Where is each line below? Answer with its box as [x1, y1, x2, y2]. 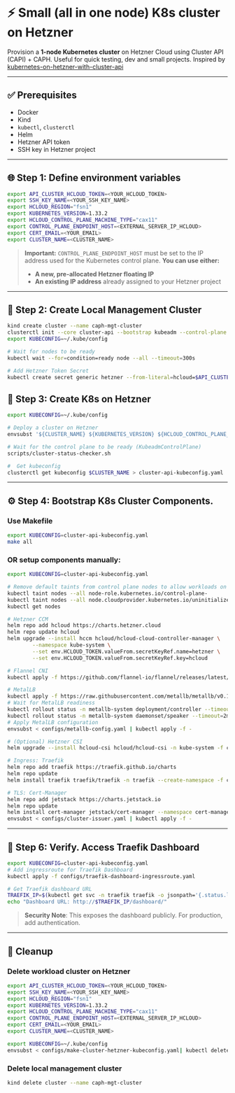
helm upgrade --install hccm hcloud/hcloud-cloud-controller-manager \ [7, 635, 220, 642]
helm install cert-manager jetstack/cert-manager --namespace [7, 809, 192, 816]
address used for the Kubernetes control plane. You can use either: [24, 256, 220, 265]
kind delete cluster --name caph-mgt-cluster [7, 1079, 142, 1086]
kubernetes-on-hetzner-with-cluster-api [7, 62, 124, 71]
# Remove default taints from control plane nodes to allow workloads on [7, 584, 227, 591]
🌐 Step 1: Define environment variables [7, 172, 181, 184]
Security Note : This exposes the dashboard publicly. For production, [24, 911, 223, 919]
